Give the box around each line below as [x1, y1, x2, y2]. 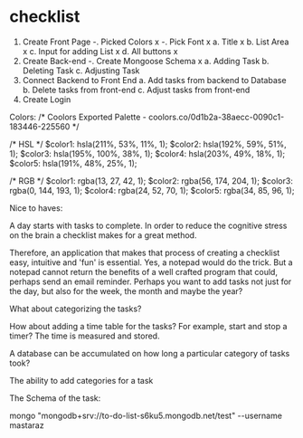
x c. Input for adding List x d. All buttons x [22, 45, 178, 56]
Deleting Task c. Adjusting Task [22, 65, 140, 76]
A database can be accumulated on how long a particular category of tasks [9, 348, 290, 358]
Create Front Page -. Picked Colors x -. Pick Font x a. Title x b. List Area [22, 36, 289, 47]
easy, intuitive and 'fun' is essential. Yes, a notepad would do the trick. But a [9, 256, 293, 268]
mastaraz [9, 419, 44, 431]
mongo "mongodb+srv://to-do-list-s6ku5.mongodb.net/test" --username [9, 410, 283, 421]
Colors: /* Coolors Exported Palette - [9, 111, 147, 122]
